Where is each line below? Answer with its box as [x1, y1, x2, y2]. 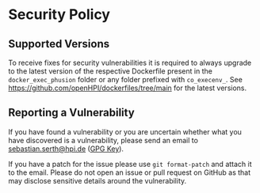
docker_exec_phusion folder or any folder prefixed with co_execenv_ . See [8, 75, 243, 84]
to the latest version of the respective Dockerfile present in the [8, 66, 212, 76]
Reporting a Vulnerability [8, 106, 135, 119]
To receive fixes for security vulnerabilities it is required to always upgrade [8, 58, 252, 67]
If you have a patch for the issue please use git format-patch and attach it [8, 159, 252, 168]
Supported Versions [8, 37, 109, 51]
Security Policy [8, 6, 111, 24]
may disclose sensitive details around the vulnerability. [8, 176, 187, 185]
